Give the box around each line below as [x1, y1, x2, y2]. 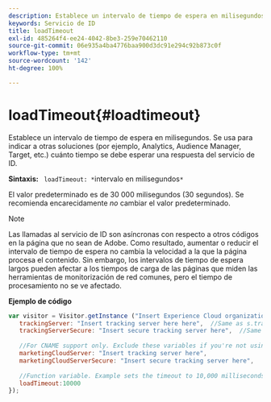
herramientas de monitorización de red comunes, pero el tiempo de [8, 271, 232, 282]
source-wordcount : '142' [8, 57, 92, 65]
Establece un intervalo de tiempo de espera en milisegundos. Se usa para [8, 132, 253, 142]
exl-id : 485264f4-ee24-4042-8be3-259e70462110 [8, 34, 168, 43]
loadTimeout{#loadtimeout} [8, 106, 202, 124]
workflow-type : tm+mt [8, 49, 81, 57]
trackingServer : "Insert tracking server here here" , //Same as [19, 319, 244, 327]
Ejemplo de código [8, 296, 73, 306]
